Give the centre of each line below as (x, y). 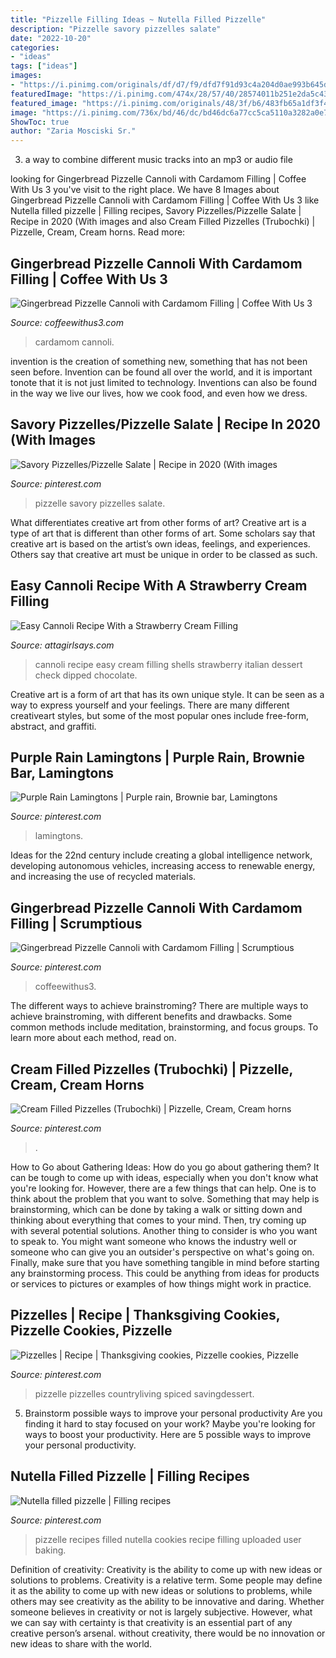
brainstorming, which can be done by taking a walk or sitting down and (156, 1209)
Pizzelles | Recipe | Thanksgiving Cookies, (145, 1315)
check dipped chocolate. (86, 675)
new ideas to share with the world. (81, 1643)
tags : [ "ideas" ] (44, 66)
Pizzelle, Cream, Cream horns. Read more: (98, 232)
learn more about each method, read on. (93, 1038)
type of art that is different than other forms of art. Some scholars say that (163, 533)
